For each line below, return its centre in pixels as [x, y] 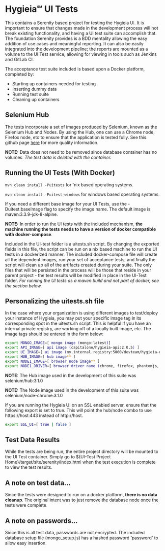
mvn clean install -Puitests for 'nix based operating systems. [69, 185]
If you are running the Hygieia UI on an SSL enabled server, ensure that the [81, 405]
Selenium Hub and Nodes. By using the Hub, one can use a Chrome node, [80, 132]
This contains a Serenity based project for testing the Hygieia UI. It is [75, 23]
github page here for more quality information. [52, 142]
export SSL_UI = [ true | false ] [38, 424]
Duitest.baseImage [24, 209]
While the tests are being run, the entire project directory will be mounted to [82, 451]
